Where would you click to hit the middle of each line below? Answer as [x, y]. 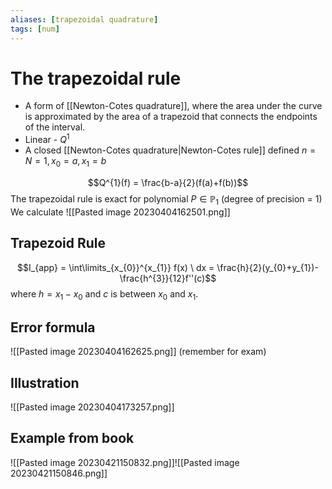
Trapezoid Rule [58, 243]
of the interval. [55, 127]
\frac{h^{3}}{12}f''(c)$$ [168, 278]
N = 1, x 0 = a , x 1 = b [65, 162]
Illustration [45, 382]
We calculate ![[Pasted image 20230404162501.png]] [120, 212]
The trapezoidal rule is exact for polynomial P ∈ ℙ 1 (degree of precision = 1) [166, 199]
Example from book [72, 438]
